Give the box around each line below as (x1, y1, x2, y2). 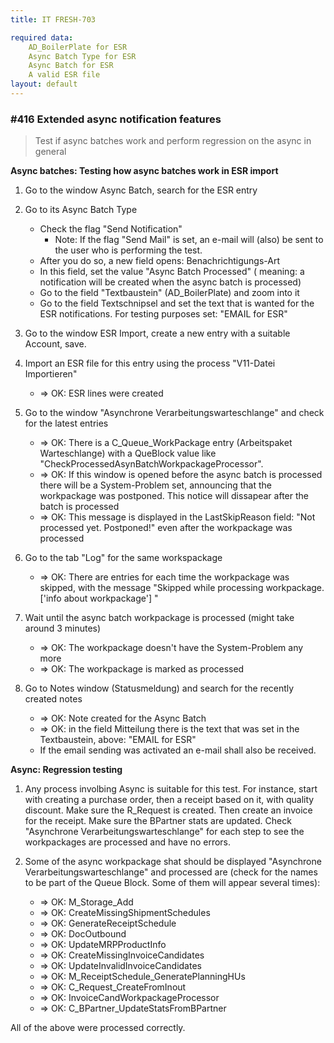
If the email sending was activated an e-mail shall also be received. (39, 744, 317, 756)
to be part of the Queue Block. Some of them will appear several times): (24, 877, 321, 889)
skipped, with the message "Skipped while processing (39, 582, 264, 594)
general (34, 146, 67, 158)
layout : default (10, 79, 78, 90)
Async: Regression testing (10, 764, 123, 776)
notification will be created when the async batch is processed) (39, 276, 302, 288)
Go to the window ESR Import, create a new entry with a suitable (24, 327, 291, 340)
